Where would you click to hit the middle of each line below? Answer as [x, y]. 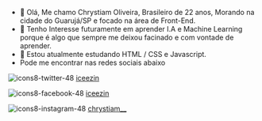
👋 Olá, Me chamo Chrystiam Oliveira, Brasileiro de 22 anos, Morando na [137, 12]
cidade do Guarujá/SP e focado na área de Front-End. [108, 21]
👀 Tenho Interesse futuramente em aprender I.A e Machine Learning [131, 29]
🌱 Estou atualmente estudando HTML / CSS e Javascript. [113, 54]
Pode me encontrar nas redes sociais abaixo [92, 62]
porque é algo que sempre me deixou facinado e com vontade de [127, 37]
